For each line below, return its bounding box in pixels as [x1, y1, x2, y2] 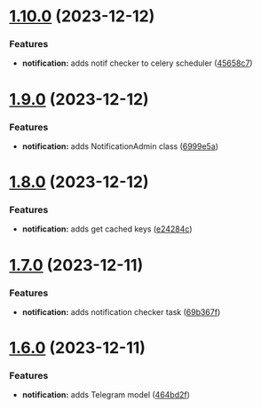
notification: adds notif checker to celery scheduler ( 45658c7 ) [21, 58, 253, 68]
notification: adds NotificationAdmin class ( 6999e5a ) [21, 140, 219, 152]
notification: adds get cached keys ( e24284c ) [21, 224, 193, 234]
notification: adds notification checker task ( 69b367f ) [21, 306, 221, 317]
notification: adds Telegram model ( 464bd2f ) [21, 389, 191, 400]
